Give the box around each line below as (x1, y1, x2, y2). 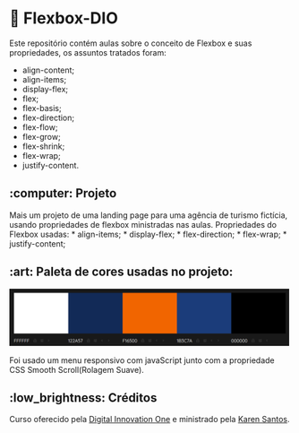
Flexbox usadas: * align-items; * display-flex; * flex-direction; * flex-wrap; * (9, 229, 287, 239)
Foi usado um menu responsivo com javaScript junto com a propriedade (9, 354, 275, 366)
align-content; (21, 65, 75, 75)
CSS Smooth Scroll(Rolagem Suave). (9, 364, 145, 375)
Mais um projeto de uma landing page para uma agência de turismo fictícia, (9, 210, 288, 221)
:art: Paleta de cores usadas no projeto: (9, 264, 234, 280)
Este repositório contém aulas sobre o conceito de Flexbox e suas (9, 38, 252, 48)
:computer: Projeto (9, 186, 117, 201)
